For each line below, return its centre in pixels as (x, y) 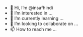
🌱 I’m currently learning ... (37, 18)
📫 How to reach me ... (33, 29)
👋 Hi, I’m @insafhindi (31, 8)
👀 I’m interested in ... (31, 13)
